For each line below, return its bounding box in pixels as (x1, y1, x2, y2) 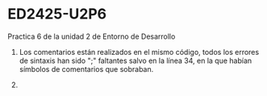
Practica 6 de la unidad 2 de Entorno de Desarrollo (7, 31, 176, 41)
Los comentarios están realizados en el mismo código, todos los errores (19, 47, 260, 56)
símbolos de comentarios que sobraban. (19, 64, 154, 73)
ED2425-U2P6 (7, 5, 106, 23)
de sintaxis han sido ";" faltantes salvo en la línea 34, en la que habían (19, 56, 252, 65)
